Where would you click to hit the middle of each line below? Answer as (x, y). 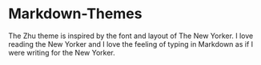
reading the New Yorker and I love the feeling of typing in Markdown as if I (131, 44)
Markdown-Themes (75, 14)
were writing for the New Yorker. (62, 52)
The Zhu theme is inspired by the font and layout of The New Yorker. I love (131, 36)
